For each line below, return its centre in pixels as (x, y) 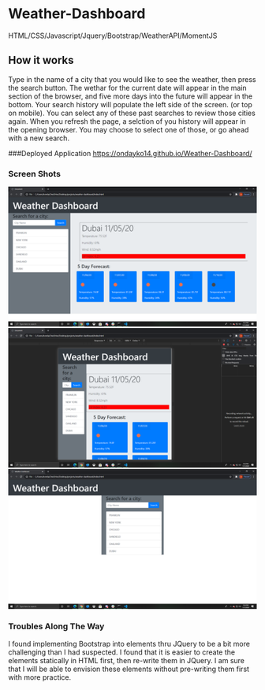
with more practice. (40, 677)
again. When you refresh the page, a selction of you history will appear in (127, 121)
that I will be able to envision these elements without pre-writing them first (129, 669)
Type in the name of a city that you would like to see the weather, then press (132, 79)
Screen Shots (35, 173)
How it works (41, 60)
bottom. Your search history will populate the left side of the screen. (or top (130, 104)
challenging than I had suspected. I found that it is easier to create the (121, 652)
